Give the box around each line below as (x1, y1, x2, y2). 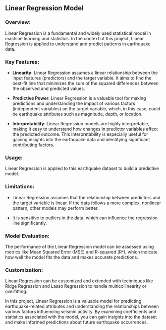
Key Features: (5, 58, 40, 65)
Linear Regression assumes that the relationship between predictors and (12, 194, 161, 200)
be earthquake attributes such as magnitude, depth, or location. (12, 111, 143, 117)
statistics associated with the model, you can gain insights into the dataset (5, 314, 157, 320)
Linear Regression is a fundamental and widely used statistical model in (5, 30, 151, 36)
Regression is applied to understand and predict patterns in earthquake (5, 41, 151, 47)
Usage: (5, 154, 23, 161)
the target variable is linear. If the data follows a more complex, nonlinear (12, 200, 161, 206)
